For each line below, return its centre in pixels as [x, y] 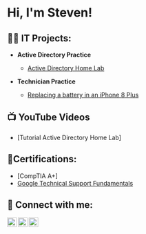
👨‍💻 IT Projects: [39, 38]
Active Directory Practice [54, 55]
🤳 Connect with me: [50, 205]
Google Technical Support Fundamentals [75, 183]
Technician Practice [46, 81]
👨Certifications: [42, 159]
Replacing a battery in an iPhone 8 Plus [83, 95]
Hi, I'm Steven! [50, 13]
